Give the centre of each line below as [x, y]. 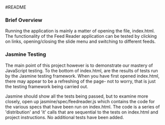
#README [16, 7]
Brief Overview [24, 20]
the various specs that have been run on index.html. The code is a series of [82, 107]
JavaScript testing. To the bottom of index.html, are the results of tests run [82, 70]
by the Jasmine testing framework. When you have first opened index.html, [82, 76]
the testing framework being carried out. [47, 86]
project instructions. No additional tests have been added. [65, 117]
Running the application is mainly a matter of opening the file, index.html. [80, 31]
